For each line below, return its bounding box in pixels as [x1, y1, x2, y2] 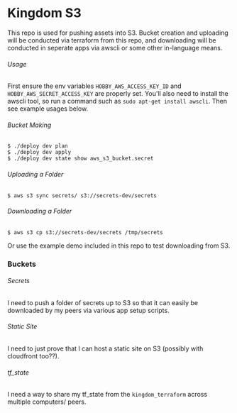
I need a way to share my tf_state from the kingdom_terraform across [7, 390, 208, 399]
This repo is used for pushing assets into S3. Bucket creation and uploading [7, 28, 228, 37]
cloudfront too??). [7, 352, 60, 360]
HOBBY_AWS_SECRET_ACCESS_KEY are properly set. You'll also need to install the [7, 89, 229, 98]
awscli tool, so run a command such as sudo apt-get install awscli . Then [7, 97, 227, 106]
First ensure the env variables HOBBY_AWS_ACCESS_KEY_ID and [7, 82, 182, 90]
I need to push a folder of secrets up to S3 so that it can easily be [7, 298, 199, 307]
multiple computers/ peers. [7, 397, 87, 406]
